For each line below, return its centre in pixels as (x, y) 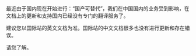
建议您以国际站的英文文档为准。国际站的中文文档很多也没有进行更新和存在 (95, 28)
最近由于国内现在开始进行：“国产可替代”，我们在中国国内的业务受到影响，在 (98, 8)
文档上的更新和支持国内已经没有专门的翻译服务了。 (67, 16)
